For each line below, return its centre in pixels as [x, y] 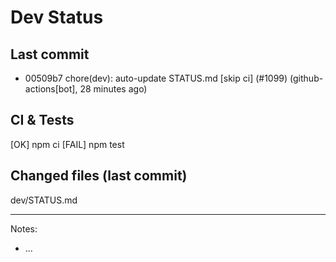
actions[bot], [51, 89]
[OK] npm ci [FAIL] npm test [67, 144]
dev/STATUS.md [44, 200]
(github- [306, 78]
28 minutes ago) [113, 89]
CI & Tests [42, 120]
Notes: [24, 228]
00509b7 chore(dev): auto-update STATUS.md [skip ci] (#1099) [156, 78]
